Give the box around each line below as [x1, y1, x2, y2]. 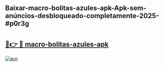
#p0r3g [5, 19, 29, 28]
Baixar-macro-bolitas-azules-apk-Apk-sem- [5, 4, 147, 12]
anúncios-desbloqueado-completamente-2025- [5, 12, 160, 20]
